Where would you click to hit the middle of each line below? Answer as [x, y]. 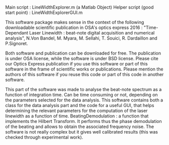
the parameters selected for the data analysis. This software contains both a [84, 100]
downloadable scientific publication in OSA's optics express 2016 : [74, 27]
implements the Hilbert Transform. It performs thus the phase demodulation [83, 121]
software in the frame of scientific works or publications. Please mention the [84, 69]
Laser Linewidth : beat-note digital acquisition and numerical [92, 33]
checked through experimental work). [44, 137]
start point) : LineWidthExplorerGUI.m [44, 12]
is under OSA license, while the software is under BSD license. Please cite [82, 58]
